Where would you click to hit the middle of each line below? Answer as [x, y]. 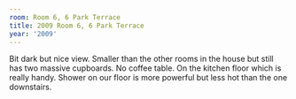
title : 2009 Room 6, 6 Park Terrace [77, 26]
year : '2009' [33, 34]
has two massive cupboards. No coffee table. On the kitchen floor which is [145, 68]
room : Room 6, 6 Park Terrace [65, 17]
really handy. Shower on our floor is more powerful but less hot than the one [148, 78]
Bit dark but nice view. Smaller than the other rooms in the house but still [141, 59]
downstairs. [31, 87]
